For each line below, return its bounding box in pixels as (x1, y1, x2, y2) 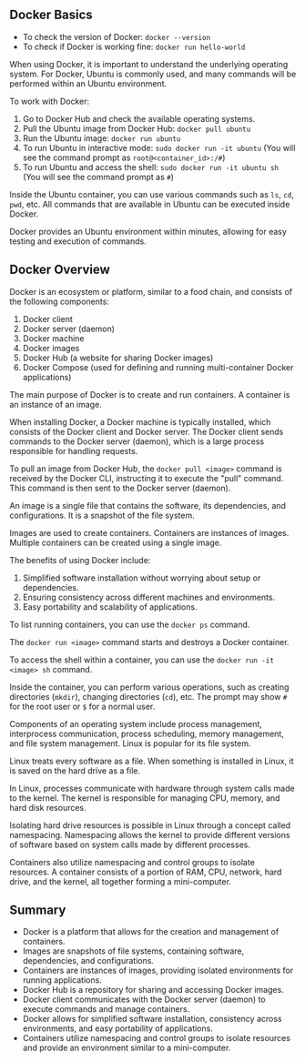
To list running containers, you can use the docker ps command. (9, 619, 250, 630)
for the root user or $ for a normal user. (9, 701, 156, 712)
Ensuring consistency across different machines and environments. (22, 592, 276, 602)
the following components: (9, 296, 109, 307)
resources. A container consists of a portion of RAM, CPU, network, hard (9, 866, 282, 877)
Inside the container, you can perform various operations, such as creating (9, 682, 290, 693)
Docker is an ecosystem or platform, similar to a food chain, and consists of (9, 286, 293, 297)
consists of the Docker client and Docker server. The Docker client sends (9, 426, 284, 437)
